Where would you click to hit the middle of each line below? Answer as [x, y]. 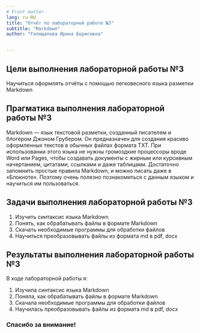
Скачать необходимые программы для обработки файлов [90, 229]
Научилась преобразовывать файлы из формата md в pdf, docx [96, 309]
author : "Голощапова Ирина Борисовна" [55, 34]
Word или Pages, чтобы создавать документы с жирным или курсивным [99, 158]
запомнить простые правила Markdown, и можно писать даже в [89, 170]
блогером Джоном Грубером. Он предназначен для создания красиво [98, 139]
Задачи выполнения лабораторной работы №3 [99, 202]
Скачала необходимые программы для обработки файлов [90, 303]
